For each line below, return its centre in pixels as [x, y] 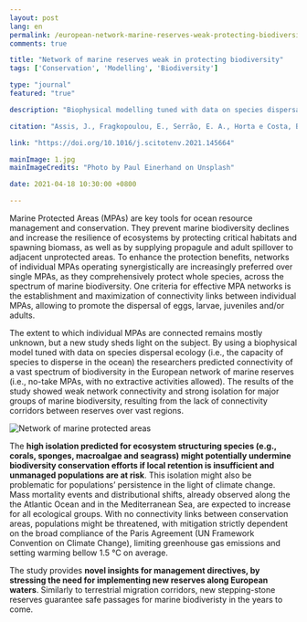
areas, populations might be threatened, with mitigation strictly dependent [149, 523]
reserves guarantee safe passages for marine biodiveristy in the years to [146, 600]
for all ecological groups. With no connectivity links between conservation [149, 514]
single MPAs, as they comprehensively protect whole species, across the [147, 276]
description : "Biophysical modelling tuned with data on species [136, 110]
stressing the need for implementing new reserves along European [139, 580]
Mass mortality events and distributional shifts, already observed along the [150, 495]
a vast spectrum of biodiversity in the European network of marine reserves [152, 372]
